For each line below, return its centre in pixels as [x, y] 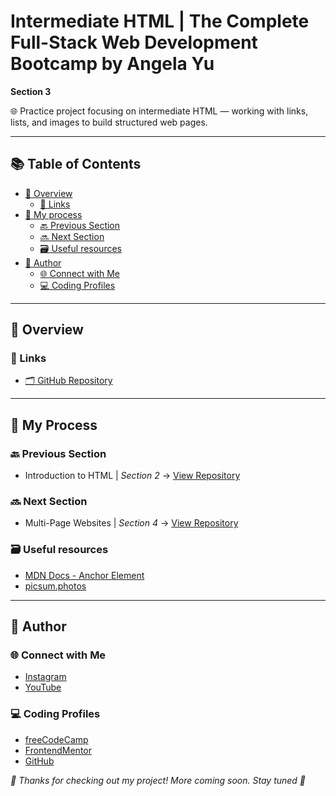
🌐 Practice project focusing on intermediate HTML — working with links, [159, 111]
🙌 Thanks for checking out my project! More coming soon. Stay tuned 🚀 [158, 780]
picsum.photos [55, 586]
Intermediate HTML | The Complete [160, 21]
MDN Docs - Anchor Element [84, 575]
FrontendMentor [58, 750]
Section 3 [31, 91]
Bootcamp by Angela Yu [112, 64]
